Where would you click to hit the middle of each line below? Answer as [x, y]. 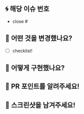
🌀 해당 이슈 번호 [27, 9]
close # [20, 21]
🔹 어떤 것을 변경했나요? [39, 38]
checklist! [22, 50]
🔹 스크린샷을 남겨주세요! [40, 105]
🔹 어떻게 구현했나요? [35, 68]
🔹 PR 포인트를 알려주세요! [42, 86]
